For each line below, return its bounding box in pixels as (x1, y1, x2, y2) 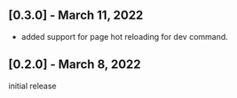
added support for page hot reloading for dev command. (20, 31, 228, 41)
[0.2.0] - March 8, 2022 (8, 57, 141, 72)
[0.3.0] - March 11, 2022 (8, 8, 144, 23)
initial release (8, 80, 57, 91)
